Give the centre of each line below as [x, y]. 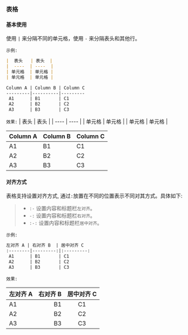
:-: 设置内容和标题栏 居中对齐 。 [66, 223]
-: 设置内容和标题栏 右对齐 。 [62, 216]
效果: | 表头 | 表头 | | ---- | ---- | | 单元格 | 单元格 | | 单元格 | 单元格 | [87, 122]
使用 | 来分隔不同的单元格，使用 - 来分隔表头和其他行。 [73, 39]
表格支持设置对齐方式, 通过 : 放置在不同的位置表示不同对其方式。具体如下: [94, 196]
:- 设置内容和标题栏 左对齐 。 [62, 208]
